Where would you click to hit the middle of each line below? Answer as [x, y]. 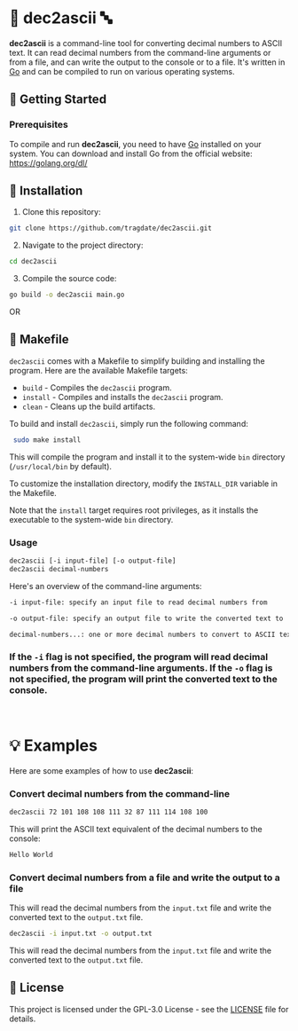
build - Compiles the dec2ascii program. [97, 387]
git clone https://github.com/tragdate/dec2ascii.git [111, 228]
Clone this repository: [61, 212]
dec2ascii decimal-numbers [59, 569]
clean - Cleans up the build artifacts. [89, 406]
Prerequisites [39, 125]
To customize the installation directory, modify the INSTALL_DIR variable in [143, 484]
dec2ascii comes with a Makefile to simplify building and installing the [137, 361]
